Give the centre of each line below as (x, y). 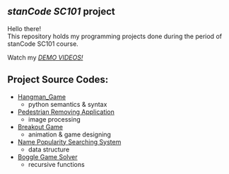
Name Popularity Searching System (69, 141)
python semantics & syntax (67, 104)
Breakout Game (40, 127)
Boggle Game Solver (47, 157)
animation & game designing (70, 134)
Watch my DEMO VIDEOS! (45, 57)
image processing (54, 119)
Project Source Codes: (58, 80)
